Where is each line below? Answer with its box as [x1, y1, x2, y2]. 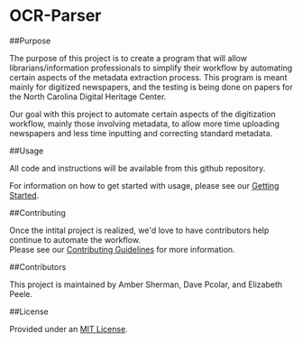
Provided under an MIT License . [9, 323, 128, 334]
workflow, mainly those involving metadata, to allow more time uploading [9, 118, 280, 129]
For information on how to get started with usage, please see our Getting [9, 180, 279, 190]
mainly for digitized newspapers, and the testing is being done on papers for [9, 81, 293, 92]
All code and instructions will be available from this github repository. [9, 162, 266, 173]
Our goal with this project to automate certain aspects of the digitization [9, 108, 277, 119]
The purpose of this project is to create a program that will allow [9, 52, 248, 63]
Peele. [9, 288, 33, 299]
